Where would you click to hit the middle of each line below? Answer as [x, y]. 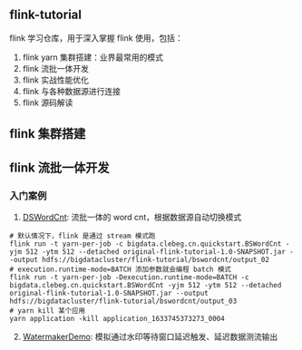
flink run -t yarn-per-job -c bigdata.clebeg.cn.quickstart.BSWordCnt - [150, 244]
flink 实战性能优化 [55, 80]
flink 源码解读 [48, 102]
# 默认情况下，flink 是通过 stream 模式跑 [83, 236]
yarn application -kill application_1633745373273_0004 [117, 318]
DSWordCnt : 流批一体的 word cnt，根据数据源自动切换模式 [132, 217]
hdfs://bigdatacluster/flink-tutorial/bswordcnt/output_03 [123, 301]
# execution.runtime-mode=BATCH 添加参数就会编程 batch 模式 [120, 269]
